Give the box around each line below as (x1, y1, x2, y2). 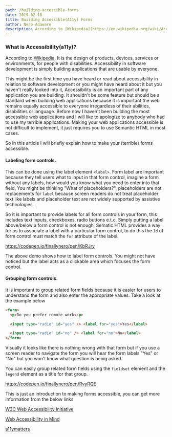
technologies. (5, 201, 34, 207)
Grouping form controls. (5, 275, 58, 281)
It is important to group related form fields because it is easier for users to (5, 287, 161, 293)
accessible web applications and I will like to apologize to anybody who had (5, 114, 165, 120)
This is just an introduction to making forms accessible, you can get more (5, 391, 160, 397)
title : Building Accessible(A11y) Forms (5, 17, 93, 22)
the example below (5, 297, 46, 303)
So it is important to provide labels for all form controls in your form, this (5, 211, 157, 217)
